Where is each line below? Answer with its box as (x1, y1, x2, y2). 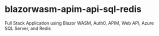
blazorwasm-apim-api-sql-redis (4, 3, 142, 15)
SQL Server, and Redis (4, 25, 51, 31)
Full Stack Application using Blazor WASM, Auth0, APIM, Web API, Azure (4, 20, 154, 26)
